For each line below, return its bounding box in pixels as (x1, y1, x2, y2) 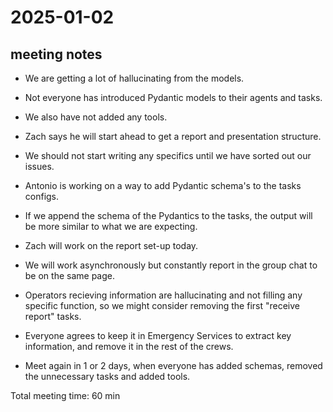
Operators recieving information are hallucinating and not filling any (24, 289, 303, 301)
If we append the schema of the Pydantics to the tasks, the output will (24, 210, 313, 221)
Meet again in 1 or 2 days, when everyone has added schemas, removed (24, 360, 323, 371)
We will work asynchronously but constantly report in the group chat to (24, 259, 318, 271)
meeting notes (10, 46, 103, 63)
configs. (24, 191, 60, 202)
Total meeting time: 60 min (10, 390, 121, 401)
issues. (24, 161, 55, 172)
